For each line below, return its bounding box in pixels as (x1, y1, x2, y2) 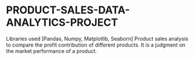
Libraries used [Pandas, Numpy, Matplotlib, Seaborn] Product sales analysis (6, 35, 188, 42)
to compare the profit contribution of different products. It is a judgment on (6, 41, 186, 48)
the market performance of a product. (6, 47, 97, 54)
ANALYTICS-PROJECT (6, 16, 118, 29)
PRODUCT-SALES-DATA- (6, 3, 130, 17)
